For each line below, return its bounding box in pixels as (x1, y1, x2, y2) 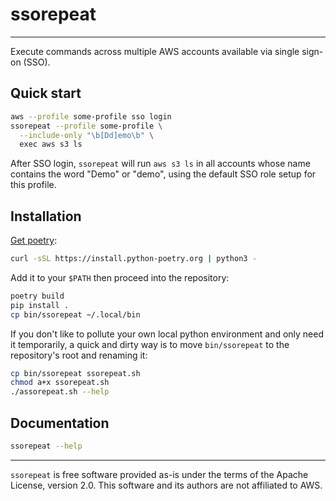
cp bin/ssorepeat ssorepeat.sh (10, 368, 141, 378)
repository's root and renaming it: (10, 349, 148, 361)
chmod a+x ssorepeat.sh (10, 378, 110, 388)
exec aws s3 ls (19, 139, 83, 150)
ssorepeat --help (10, 441, 83, 451)
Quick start (10, 85, 82, 102)
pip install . (10, 300, 70, 310)
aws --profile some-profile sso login (10, 111, 172, 122)
